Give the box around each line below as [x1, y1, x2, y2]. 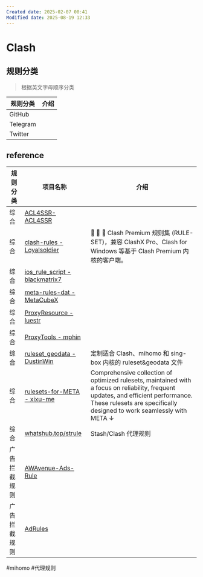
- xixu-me [24, 395, 55, 404]
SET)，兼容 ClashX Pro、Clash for [90, 238, 188, 246]
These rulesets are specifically [90, 399, 178, 407]
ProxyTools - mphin [24, 333, 81, 341]
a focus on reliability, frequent [90, 384, 175, 392]
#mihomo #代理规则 [6, 564, 56, 572]
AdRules [24, 525, 48, 533]
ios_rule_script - [24, 268, 71, 276]
